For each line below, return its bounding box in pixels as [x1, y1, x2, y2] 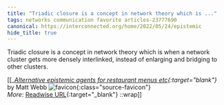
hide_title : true [7, 29, 57, 36]
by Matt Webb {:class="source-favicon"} [7, 83, 152, 91]
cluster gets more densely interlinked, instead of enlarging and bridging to [7, 56, 218, 64]
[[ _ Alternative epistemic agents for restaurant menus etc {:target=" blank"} [7, 76, 217, 84]
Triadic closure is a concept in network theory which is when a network [7, 48, 210, 56]
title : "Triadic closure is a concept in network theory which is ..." [7, 10, 217, 17]
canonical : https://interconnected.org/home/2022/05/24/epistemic [7, 23, 202, 30]
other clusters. [7, 62, 48, 71]
